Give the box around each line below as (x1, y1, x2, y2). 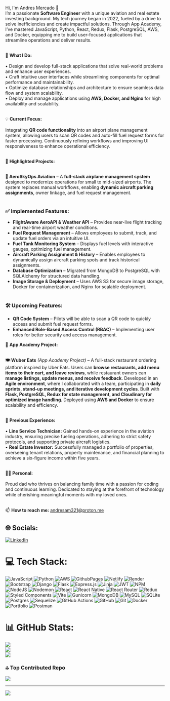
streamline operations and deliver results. (5, 37, 92, 43)
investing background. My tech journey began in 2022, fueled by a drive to (5, 16, 161, 21)
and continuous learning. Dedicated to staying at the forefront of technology (5, 486, 164, 492)
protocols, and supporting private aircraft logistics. (5, 439, 111, 445)
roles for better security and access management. (12, 332, 117, 338)
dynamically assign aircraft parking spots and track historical (12, 257, 140, 263)
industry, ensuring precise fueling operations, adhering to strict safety (5, 433, 151, 439)
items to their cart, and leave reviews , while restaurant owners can (5, 370, 147, 376)
